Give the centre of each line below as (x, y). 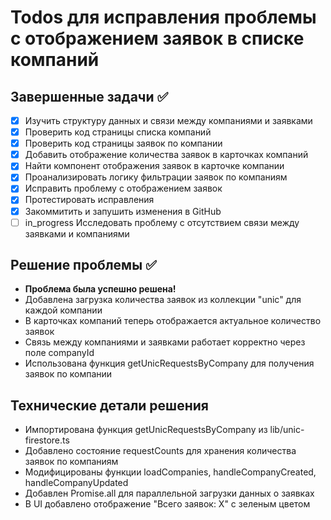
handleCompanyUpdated (76, 483)
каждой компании (63, 310)
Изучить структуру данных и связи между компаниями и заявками (168, 120)
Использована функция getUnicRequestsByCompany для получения (169, 363)
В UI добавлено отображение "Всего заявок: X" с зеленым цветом (167, 504)
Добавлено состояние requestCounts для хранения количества (160, 451)
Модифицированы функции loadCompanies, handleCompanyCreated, (170, 472)
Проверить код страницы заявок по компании (123, 143)
